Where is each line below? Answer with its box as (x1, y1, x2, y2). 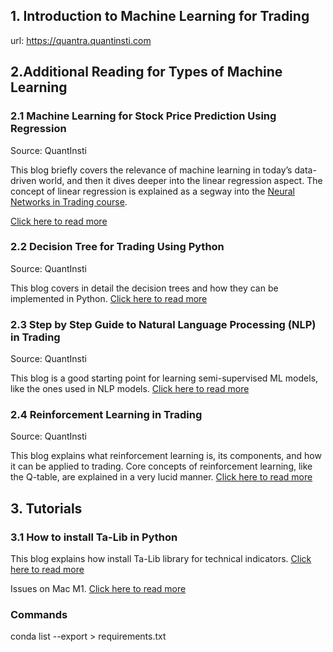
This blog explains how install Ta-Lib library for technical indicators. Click (10, 553, 312, 565)
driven (10, 174, 37, 186)
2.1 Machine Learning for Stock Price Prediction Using (10, 109, 277, 123)
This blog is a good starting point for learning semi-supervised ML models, (10, 372, 319, 384)
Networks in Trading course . (10, 195, 128, 208)
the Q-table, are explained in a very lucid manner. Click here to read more (10, 471, 313, 483)
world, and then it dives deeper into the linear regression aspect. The (38, 174, 323, 186)
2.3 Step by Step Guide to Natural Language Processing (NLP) (10, 317, 317, 331)
